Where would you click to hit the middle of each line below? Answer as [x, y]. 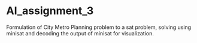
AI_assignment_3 [50, 11]
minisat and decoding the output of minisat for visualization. [80, 33]
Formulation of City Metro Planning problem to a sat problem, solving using [99, 27]
